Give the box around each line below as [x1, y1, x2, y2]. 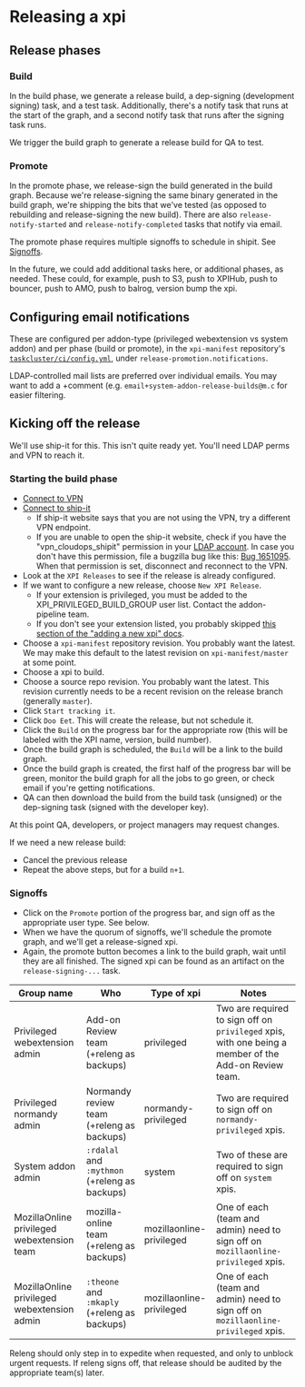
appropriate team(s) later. [9, 1367, 104, 1378]
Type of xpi [151, 987, 202, 1000]
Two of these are [216, 1149, 289, 1162]
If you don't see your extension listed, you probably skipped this [35, 619, 277, 629]
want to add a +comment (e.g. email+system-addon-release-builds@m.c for [9, 380, 288, 391]
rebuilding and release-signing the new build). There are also [9, 209, 238, 220]
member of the [216, 1047, 280, 1060]
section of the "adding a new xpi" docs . [35, 629, 184, 639]
